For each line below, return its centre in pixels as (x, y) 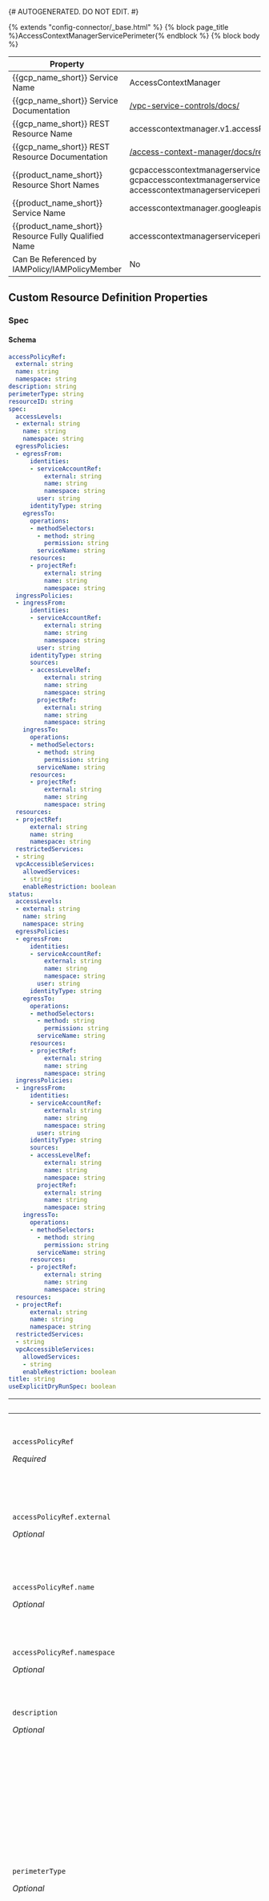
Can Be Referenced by (55, 259)
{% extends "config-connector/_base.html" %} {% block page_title (118, 27)
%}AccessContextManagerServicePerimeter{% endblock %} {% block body (134, 36)
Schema (22, 340)
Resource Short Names (56, 185)
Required (29, 1459)
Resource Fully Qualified (58, 236)
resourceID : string (41, 401)
